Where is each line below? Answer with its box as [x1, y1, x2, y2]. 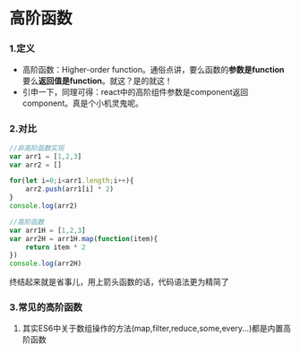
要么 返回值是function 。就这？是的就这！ [21, 75, 173, 86]
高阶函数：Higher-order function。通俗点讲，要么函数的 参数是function [21, 65, 285, 75]
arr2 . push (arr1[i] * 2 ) [25, 185, 115, 194]
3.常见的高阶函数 [9, 301, 83, 314]
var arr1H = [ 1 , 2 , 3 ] [9, 226, 87, 235]
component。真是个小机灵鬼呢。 [21, 98, 143, 108]
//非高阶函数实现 [9, 143, 64, 152]
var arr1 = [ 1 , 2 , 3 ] [9, 151, 82, 161]
